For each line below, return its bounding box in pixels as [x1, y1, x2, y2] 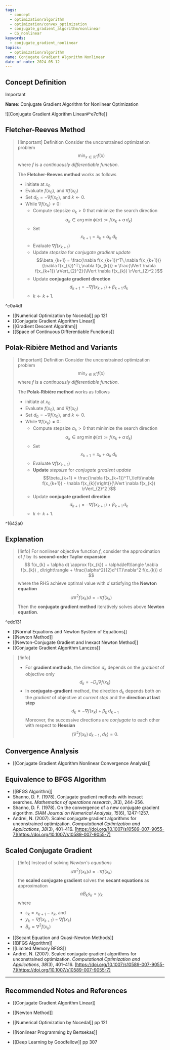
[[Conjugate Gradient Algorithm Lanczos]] [12, 644, 100, 651]
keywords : [5, 36, 26, 41]
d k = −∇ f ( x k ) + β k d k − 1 [71, 708, 119, 715]
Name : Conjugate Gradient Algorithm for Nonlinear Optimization [5, 101, 139, 107]
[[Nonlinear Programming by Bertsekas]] [12, 1029, 98, 1035]
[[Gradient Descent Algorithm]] [12, 323, 77, 329]
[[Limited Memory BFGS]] [12, 945, 66, 952]
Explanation [5, 535, 44, 544]
